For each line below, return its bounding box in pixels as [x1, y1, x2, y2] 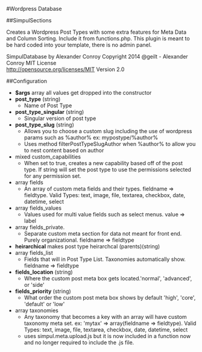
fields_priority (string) [14, 288, 71, 295]
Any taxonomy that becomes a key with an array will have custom [24, 313, 187, 320]
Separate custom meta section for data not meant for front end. [24, 230, 182, 237]
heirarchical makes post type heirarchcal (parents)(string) [14, 243, 160, 250]
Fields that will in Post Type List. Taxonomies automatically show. [24, 256, 186, 263]
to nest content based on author [24, 147, 104, 154]
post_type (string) [14, 96, 61, 102]
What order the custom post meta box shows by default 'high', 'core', [24, 294, 196, 301]
